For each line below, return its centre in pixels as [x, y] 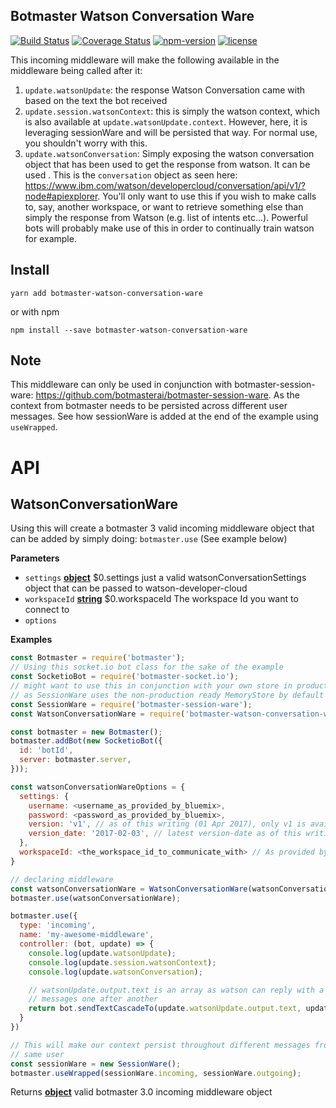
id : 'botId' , [46, 750]
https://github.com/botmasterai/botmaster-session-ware [152, 395]
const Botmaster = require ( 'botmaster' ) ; [98, 658]
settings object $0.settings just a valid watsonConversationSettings [165, 578]
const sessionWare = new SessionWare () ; [96, 1064]
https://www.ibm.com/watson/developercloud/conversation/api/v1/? [165, 185]
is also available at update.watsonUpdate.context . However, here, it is [166, 121]
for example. [50, 238]
